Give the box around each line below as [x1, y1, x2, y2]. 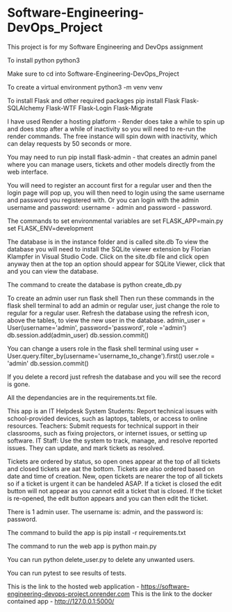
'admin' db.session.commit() [7, 359, 89, 367]
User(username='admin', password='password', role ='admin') [7, 323, 187, 331]
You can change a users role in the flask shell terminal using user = [7, 344, 199, 352]
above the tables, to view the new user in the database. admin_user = [7, 316, 206, 324]
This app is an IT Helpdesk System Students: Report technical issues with [7, 406, 217, 415]
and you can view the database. [7, 267, 99, 275]
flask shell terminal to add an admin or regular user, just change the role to [7, 301, 220, 310]
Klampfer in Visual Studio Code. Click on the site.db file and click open [7, 252, 209, 260]
